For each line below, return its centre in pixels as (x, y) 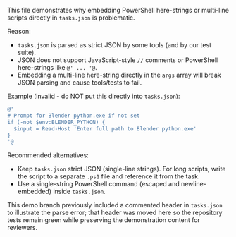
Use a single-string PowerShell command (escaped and (98, 184)
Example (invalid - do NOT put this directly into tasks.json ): (94, 96)
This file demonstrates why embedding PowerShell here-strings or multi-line (118, 10)
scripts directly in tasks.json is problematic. (71, 18)
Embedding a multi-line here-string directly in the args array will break (119, 75)
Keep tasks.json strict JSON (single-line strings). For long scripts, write (122, 169)
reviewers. (23, 228)
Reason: (19, 31)
